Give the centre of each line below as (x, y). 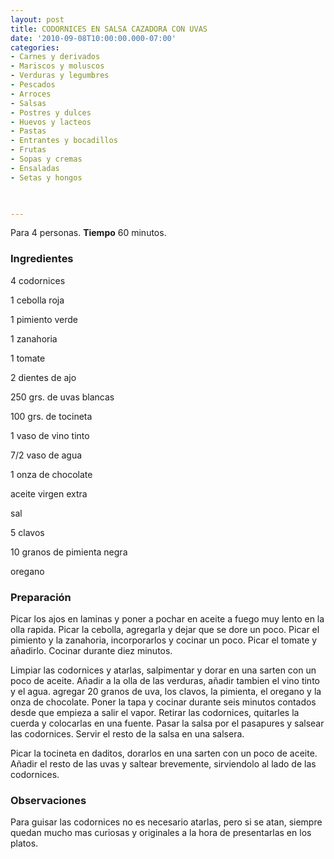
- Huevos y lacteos (51, 122)
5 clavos (27, 532)
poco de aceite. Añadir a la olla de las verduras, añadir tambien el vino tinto (165, 680)
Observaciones (48, 800)
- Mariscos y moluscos (57, 66)
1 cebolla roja (37, 300)
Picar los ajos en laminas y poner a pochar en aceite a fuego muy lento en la (167, 618)
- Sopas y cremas (46, 159)
